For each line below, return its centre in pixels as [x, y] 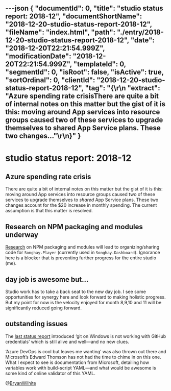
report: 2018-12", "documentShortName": [74, 17]
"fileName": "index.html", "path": [60, 32]
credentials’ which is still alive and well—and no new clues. [67, 341]
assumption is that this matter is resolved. [49, 211]
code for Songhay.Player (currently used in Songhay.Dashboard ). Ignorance [83, 253]
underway [22, 235]
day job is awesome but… [47, 279]
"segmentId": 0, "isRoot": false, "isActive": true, [85, 72]
